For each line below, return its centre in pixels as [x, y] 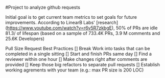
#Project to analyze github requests [43, 7]
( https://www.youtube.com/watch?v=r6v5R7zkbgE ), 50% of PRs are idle [81, 28]
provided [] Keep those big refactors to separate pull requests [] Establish [82, 65]
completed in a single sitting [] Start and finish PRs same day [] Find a [79, 54]
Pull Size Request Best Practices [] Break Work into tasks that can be [78, 48]
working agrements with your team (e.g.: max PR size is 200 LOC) [75, 70]
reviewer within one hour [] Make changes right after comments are [76, 59]
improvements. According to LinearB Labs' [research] [62, 23]
